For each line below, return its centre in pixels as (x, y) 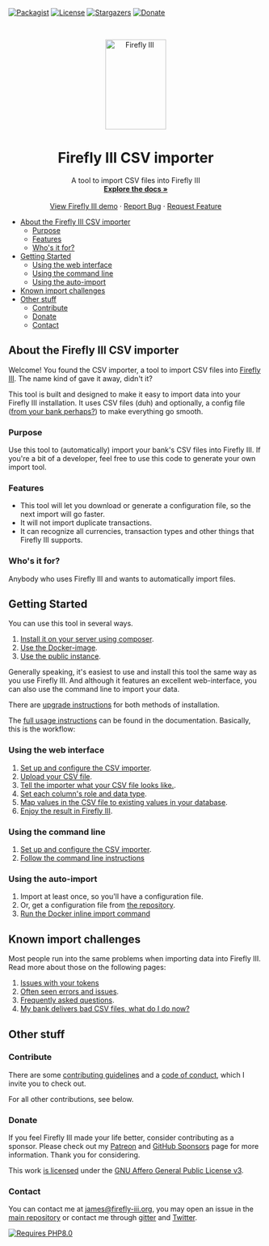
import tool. (27, 467)
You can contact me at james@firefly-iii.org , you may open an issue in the (131, 1209)
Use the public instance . (60, 656)
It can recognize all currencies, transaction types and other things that (137, 532)
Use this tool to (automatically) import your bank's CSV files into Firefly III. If (134, 450)
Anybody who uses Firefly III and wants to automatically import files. (122, 578)
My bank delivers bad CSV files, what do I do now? (105, 1009)
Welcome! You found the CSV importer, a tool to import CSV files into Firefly (134, 370)
